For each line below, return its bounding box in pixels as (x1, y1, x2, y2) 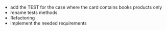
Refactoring (10, 15, 35, 20)
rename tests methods (10, 9, 58, 15)
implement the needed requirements (10, 20, 87, 26)
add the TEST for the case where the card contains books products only (10, 4, 162, 10)
